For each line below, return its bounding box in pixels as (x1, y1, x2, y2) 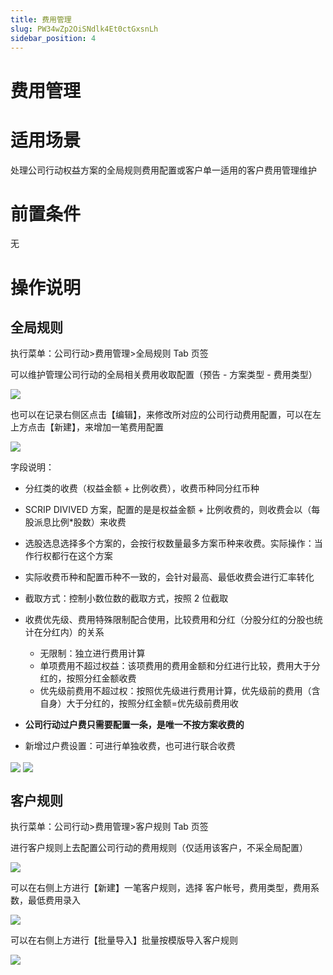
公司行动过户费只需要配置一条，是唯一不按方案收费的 (24, 719, 245, 731)
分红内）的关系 (42, 626, 105, 638)
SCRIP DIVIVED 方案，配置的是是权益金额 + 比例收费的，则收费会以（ (24, 504, 312, 516)
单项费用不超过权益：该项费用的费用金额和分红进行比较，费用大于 (39, 660, 312, 672)
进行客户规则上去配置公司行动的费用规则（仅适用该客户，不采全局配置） (10, 842, 308, 854)
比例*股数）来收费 (51, 516, 127, 528)
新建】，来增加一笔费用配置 (53, 421, 164, 433)
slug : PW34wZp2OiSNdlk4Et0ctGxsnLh (10, 24, 159, 34)
